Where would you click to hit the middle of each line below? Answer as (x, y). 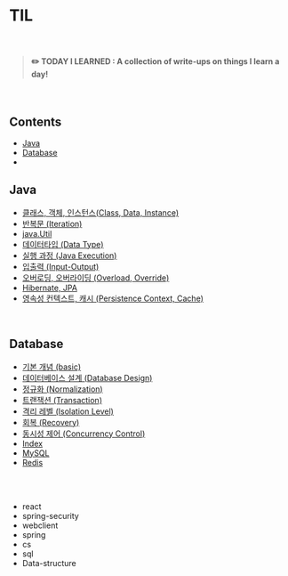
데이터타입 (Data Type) (63, 244)
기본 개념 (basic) (52, 367)
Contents (36, 122)
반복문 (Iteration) (52, 223)
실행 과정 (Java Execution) (69, 256)
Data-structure (49, 563)
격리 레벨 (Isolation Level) (68, 411)
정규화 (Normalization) (63, 389)
